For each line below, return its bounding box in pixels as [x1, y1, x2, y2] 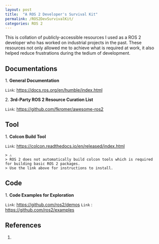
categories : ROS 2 [5, 21, 43, 26]
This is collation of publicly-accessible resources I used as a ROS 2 [5, 35, 141, 40]
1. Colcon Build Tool [5, 134, 46, 139]
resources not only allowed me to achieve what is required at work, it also [5, 45, 154, 51]
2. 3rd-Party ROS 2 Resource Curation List [5, 97, 94, 103]
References [5, 221, 41, 230]
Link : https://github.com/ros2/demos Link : [5, 202, 93, 208]
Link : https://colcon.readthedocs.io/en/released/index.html [5, 143, 125, 149]
